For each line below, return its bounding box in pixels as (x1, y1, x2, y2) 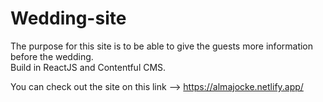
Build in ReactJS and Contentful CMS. (10, 61, 167, 73)
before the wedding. (10, 50, 94, 62)
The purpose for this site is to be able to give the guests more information (10, 40, 314, 52)
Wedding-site (10, 7, 127, 30)
